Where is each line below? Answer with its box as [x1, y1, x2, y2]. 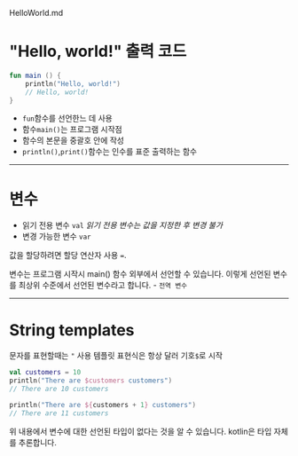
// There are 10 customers [9, 385, 109, 394]
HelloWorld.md [9, 8, 64, 18]
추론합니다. [18, 436, 58, 447]
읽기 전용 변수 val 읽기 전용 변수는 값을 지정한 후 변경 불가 [21, 220, 223, 231]
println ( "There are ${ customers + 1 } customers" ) [9, 400, 197, 409]
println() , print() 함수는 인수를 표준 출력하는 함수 [21, 146, 198, 157]
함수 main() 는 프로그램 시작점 [21, 124, 122, 135]
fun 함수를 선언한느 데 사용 [21, 113, 113, 123]
